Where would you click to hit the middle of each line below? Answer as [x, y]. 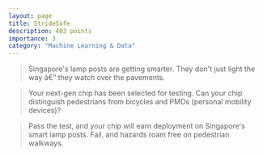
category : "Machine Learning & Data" [72, 46]
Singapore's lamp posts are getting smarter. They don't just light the [142, 69]
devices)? [45, 111]
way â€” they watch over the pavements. [97, 78]
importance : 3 [32, 38]
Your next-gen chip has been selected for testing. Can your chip [135, 93]
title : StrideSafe [39, 23]
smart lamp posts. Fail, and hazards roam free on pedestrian [129, 135]
